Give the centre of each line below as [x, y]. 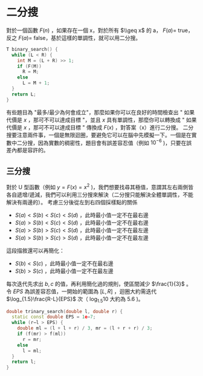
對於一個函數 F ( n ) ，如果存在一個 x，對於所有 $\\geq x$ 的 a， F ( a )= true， [100, 30]
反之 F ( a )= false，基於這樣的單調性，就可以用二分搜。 [73, 37]
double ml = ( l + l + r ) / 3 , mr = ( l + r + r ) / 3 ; [85, 328]
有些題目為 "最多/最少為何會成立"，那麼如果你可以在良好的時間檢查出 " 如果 [101, 112]
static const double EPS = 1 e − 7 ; [54, 317]
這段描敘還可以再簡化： [35, 250]
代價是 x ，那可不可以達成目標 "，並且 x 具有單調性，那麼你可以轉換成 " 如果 [101, 120]
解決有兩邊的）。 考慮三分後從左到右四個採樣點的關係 [72, 202]
